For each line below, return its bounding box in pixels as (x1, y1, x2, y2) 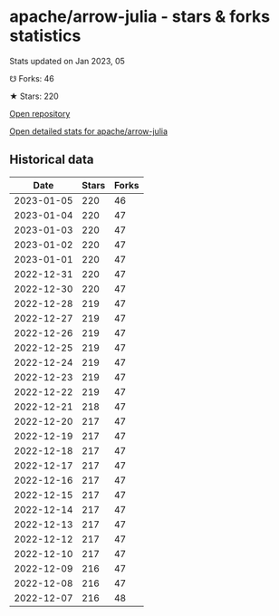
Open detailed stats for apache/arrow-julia (9, 125, 168, 137)
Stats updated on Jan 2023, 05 (9, 55, 125, 66)
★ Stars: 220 (9, 91, 59, 101)
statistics (9, 25, 82, 46)
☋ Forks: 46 (9, 72, 54, 83)
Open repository (9, 108, 71, 119)
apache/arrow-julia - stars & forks (9, 6, 270, 27)
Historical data (9, 152, 94, 168)
